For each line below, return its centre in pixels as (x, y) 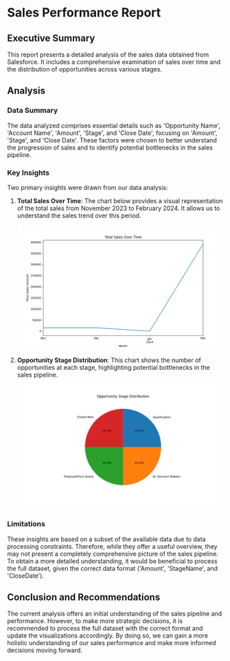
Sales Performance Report (84, 13)
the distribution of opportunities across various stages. (85, 69)
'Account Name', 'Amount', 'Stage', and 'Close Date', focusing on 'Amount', (112, 133)
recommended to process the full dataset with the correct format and (105, 629)
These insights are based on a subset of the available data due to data (106, 539)
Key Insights (28, 172)
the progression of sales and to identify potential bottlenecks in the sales (110, 147)
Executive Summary (51, 38)
